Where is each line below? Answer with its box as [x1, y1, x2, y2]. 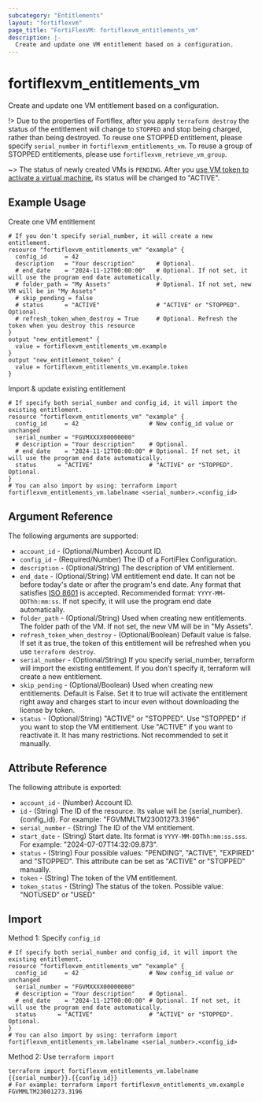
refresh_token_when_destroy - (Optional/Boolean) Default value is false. [19, 629, 252, 639]
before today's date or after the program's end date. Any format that [19, 580, 242, 589]
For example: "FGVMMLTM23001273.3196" [59, 814, 200, 824]
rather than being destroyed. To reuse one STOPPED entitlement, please [8, 133, 242, 143]
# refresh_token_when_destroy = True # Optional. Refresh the [15, 314, 238, 323]
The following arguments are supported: [8, 531, 139, 540]
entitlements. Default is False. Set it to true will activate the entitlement [19, 688, 248, 698]
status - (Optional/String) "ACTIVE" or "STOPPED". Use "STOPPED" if [19, 714, 246, 723]
